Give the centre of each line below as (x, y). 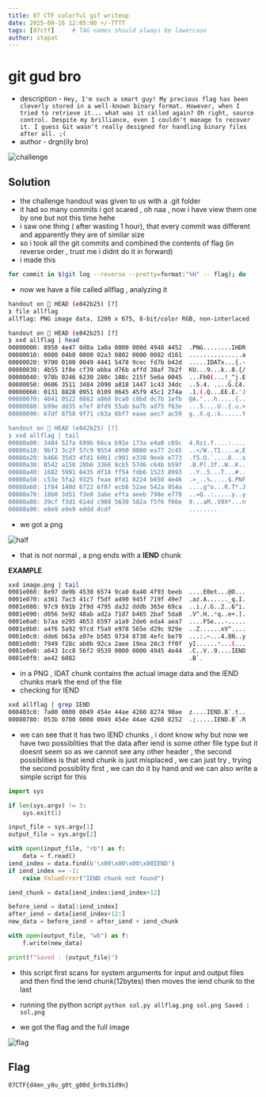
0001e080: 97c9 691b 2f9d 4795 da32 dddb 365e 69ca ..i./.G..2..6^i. (127, 607)
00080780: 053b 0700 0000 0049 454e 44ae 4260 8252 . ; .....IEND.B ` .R (127, 719)
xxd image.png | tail (44, 585)
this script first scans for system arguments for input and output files (131, 972)
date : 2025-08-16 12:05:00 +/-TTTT (67, 23)
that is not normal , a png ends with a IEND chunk (101, 555)
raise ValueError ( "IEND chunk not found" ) (93, 878)
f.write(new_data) (53, 943)
